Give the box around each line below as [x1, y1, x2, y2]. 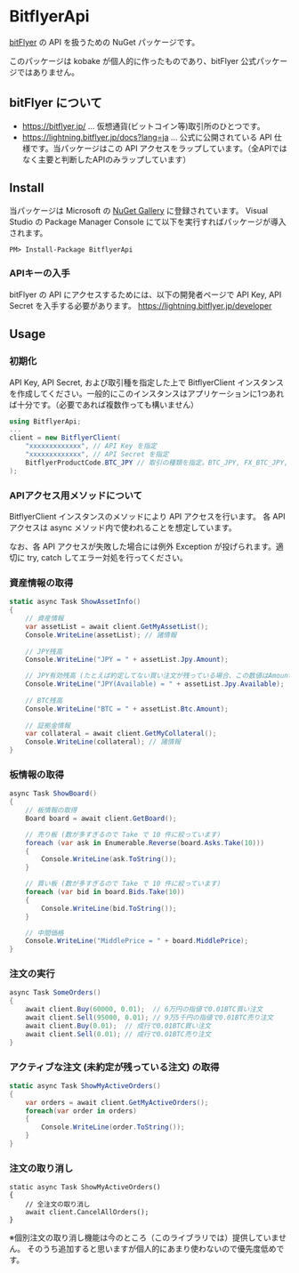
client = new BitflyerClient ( [9, 433, 122, 442]
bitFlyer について [9, 95, 102, 110]
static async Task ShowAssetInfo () [9, 598, 141, 607]
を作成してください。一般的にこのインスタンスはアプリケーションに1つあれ [9, 388, 285, 399]
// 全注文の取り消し [25, 1200, 91, 1209]
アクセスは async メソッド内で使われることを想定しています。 [9, 522, 238, 533]
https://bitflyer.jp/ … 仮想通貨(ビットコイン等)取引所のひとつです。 [21, 120, 265, 131]
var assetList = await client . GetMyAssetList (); [25, 622, 209, 631]
